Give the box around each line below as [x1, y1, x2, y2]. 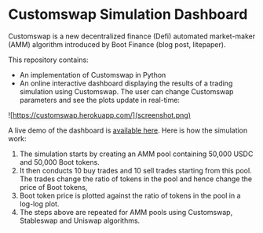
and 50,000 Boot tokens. [19, 157, 100, 166]
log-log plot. [19, 198, 60, 209]
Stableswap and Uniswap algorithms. [19, 216, 141, 225]
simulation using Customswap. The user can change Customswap [19, 86, 234, 96]
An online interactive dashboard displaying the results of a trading [19, 78, 233, 88]
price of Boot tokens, [19, 182, 88, 191]
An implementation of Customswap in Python [19, 70, 166, 79]
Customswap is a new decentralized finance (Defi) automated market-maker [8, 31, 256, 41]
